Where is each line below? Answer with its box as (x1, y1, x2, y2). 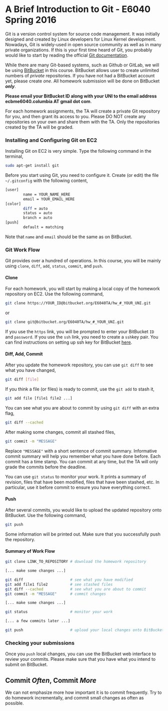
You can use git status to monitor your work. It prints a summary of (5, 473, 146, 479)
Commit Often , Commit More (5, 676, 96, 684)
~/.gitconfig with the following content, (5, 177, 88, 184)
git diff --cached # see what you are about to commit (5, 586, 146, 591)
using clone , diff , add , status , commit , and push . (5, 263, 103, 269)
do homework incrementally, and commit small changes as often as (5, 695, 144, 701)
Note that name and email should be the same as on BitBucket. (5, 234, 132, 240)
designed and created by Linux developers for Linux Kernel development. (5, 36, 156, 42)
